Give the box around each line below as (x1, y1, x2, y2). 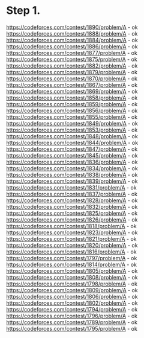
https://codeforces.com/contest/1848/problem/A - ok (6, 132, 138, 139)
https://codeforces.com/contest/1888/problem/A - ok (6, 30, 138, 37)
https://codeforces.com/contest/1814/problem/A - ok (6, 261, 137, 268)
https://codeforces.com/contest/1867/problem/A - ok (6, 81, 138, 88)
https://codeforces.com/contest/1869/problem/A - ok (6, 88, 138, 95)
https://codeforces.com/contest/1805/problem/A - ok (6, 267, 138, 275)
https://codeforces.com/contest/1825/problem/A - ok (6, 209, 138, 217)
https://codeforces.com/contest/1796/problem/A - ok (6, 312, 138, 319)
